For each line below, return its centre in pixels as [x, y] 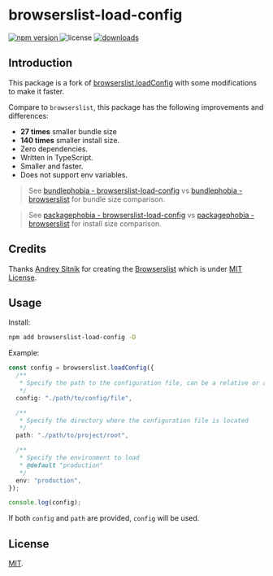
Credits [28, 249]
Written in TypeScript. [56, 157]
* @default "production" [61, 465]
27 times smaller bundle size [69, 131]
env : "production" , [49, 480]
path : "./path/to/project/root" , [72, 436]
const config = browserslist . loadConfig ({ [81, 368]
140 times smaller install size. [70, 140]
